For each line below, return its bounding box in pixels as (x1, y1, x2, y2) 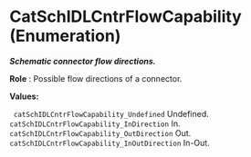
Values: (9, 91, 39, 102)
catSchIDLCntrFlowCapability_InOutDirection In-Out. (9, 137, 210, 148)
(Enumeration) (9, 25, 121, 46)
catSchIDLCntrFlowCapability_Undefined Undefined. (13, 108, 210, 119)
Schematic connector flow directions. (9, 55, 157, 66)
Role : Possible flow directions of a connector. (9, 73, 183, 83)
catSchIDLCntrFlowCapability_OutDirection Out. (9, 127, 192, 138)
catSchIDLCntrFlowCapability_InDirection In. (9, 118, 181, 129)
